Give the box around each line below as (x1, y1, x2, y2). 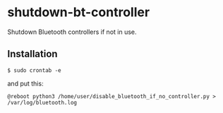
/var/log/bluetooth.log (7, 99, 78, 106)
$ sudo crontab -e (7, 66, 61, 74)
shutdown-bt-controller (7, 4, 150, 20)
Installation (7, 48, 58, 60)
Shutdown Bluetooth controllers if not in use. (7, 28, 137, 36)
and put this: (7, 79, 44, 88)
